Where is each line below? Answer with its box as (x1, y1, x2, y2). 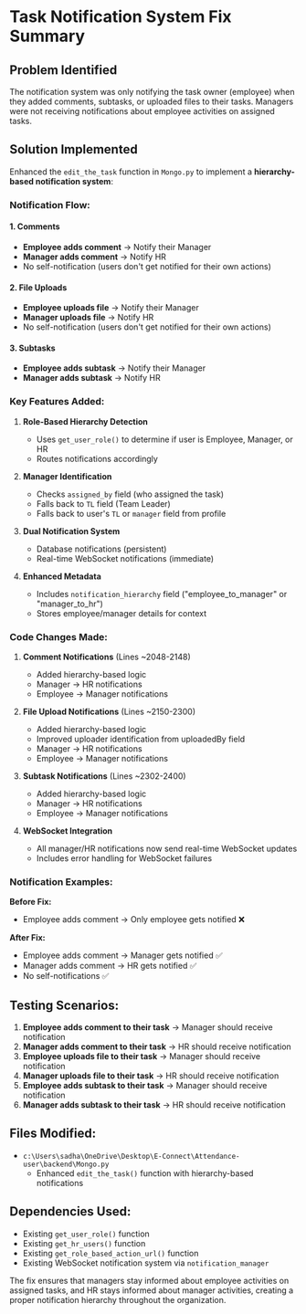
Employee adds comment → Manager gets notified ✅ (22, 950, 223, 961)
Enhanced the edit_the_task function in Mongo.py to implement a (9, 166, 253, 177)
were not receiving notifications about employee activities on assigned (9, 106, 276, 116)
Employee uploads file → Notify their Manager (22, 302, 199, 313)
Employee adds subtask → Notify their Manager (22, 363, 206, 373)
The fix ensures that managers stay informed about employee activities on (9, 1275, 290, 1286)
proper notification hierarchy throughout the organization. (9, 1294, 227, 1305)
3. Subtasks (9, 342, 57, 353)
